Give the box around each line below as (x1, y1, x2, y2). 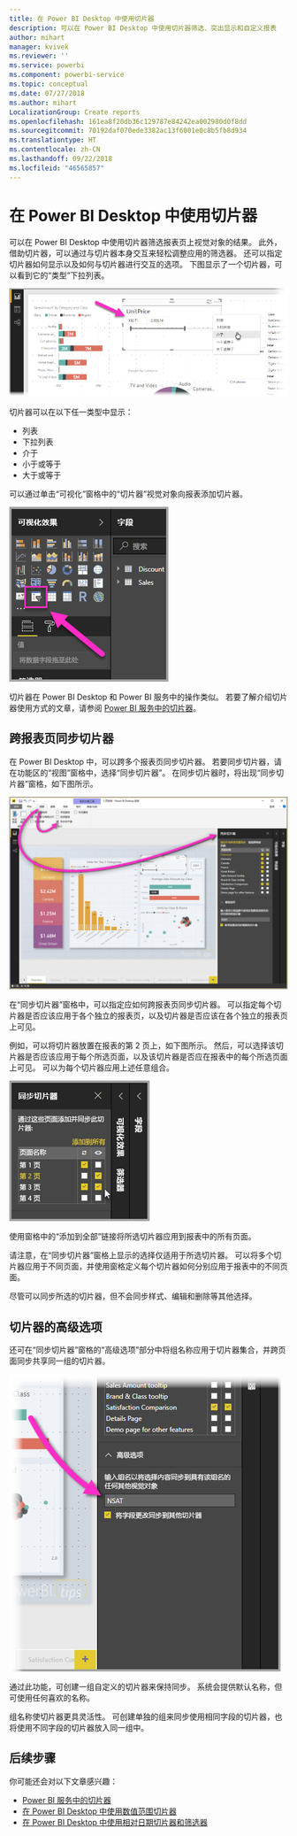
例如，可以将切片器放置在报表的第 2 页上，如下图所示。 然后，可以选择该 (9, 1040, 277, 1051)
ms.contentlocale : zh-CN (9, 145, 101, 154)
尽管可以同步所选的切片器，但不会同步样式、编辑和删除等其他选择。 (9, 1291, 257, 1301)
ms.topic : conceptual (9, 80, 89, 89)
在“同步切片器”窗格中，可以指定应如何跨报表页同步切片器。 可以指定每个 (9, 999, 274, 1010)
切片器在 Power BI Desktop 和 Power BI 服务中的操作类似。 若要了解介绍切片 (9, 691, 288, 702)
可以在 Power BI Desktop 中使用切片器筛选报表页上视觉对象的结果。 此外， (9, 236, 282, 247)
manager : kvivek (9, 42, 69, 51)
